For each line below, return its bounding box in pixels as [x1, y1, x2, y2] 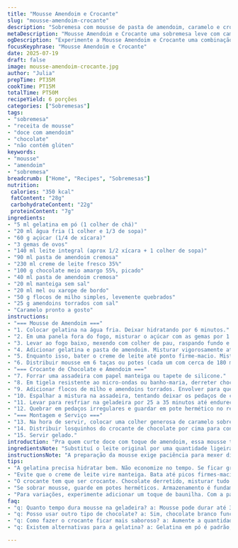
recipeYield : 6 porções [7, 96, 78, 103]
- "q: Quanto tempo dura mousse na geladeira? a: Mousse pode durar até [7, 504, 227, 511]
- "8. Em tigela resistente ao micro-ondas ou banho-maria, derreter [7, 379, 217, 386]
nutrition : [7, 181, 40, 188]
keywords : [7, 149, 37, 156]
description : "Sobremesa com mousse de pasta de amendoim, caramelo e [7, 23, 220, 30]
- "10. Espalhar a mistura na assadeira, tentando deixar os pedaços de [7, 392, 227, 399]
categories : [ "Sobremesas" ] [7, 103, 91, 110]
